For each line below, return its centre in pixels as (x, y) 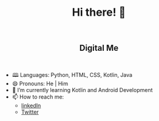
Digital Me (99, 48)
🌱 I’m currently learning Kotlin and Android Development (82, 90)
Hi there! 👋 (99, 12)
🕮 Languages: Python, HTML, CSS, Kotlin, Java (72, 74)
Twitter (30, 112)
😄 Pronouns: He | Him (40, 83)
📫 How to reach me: (38, 97)
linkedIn (31, 105)
